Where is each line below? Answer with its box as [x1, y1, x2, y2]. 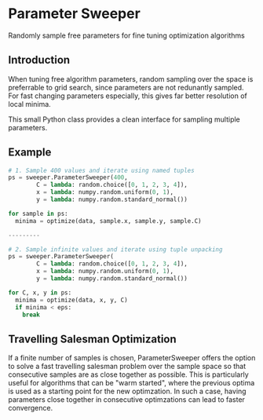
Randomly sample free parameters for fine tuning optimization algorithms [8, 31, 245, 40]
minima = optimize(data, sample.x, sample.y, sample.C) [15, 217, 202, 225]
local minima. [8, 99, 51, 108]
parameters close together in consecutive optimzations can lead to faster [8, 395, 246, 404]
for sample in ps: [8, 210, 68, 217]
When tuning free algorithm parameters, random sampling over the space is [8, 74, 254, 83]
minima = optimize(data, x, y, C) [15, 296, 128, 304]
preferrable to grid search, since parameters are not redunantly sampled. [8, 82, 245, 92]
